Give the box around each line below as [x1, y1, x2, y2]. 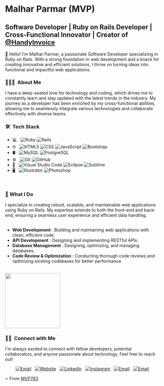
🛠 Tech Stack [5, 123, 40, 130]
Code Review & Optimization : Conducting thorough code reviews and [12, 253, 155, 259]
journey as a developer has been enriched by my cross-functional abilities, [5, 100, 156, 106]
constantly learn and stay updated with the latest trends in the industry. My [5, 95, 157, 101]
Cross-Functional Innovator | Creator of [5, 30, 128, 39]
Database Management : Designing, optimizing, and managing [12, 242, 140, 248]
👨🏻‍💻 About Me [5, 79, 42, 86]
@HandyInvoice [5, 38, 55, 46]
